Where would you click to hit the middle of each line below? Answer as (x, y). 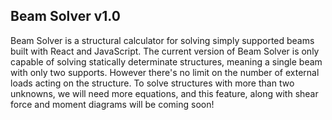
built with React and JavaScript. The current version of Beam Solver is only (165, 51)
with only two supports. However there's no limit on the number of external (165, 72)
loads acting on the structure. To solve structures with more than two (152, 83)
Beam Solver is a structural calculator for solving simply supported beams (162, 40)
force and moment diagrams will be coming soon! (112, 104)
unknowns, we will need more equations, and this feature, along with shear (164, 93)
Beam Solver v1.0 (65, 16)
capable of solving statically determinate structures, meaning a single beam (166, 61)
